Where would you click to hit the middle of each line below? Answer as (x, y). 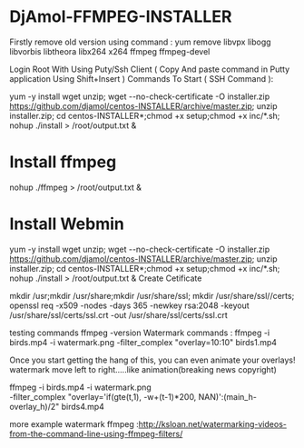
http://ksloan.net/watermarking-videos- (213, 423)
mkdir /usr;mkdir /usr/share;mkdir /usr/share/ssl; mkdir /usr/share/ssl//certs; (152, 295)
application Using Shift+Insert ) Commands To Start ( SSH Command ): (142, 78)
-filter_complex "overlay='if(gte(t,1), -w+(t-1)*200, (103, 396)
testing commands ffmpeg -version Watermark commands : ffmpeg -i (140, 333)
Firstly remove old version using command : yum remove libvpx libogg (140, 42)
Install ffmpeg (63, 162)
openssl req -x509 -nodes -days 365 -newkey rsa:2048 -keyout (129, 305)
